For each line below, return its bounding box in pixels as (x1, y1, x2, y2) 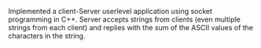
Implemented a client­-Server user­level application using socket (8, 7, 213, 15)
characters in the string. (8, 31, 86, 40)
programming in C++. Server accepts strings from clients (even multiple (8, 15, 241, 24)
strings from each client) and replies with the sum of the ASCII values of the (8, 23, 254, 32)
